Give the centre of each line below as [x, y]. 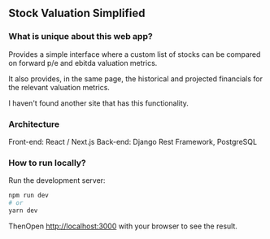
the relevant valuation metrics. [59, 87]
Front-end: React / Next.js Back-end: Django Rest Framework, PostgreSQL [133, 141]
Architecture [34, 124]
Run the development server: [57, 180]
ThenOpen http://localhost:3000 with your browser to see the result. [123, 226]
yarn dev [23, 211]
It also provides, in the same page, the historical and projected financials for [135, 78]
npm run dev [28, 196]
